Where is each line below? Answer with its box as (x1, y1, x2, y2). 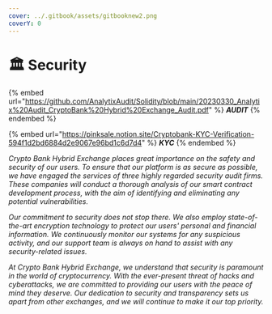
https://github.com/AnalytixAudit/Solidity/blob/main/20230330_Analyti (24, 96, 261, 106)
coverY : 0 (8, 19, 42, 28)
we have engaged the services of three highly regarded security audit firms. (8, 171, 263, 180)
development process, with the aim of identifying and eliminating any (8, 188, 240, 198)
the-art (8, 221, 32, 231)
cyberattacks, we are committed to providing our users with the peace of (8, 280, 253, 290)
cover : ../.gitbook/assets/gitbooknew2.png (8, 11, 158, 20)
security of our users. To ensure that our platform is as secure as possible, (8, 163, 258, 172)
